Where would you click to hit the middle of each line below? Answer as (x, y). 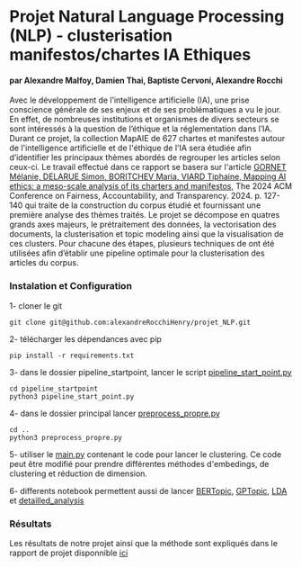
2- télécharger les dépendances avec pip (85, 338)
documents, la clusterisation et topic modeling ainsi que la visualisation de (147, 234)
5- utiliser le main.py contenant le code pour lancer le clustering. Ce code (146, 454)
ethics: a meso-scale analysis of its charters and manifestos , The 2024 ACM (151, 186)
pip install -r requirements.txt (72, 355)
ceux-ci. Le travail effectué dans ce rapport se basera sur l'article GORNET (148, 167)
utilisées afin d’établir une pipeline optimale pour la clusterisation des (137, 253)
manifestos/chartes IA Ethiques (130, 55)
